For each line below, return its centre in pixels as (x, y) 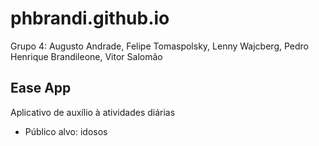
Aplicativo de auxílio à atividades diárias (93, 112)
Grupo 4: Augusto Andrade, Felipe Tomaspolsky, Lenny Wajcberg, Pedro (159, 46)
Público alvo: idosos (66, 131)
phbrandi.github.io (90, 18)
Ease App (41, 88)
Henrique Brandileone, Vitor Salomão (86, 56)
